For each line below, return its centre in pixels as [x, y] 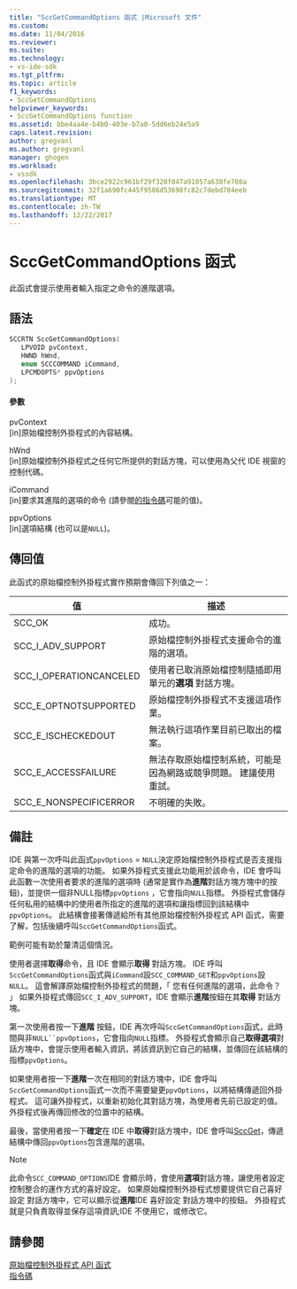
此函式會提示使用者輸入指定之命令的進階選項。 [94, 288]
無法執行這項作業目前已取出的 [211, 729]
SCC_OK [31, 623]
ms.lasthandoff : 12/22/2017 [61, 215]
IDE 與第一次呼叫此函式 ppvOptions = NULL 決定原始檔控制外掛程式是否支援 [142, 859]
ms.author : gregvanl [47, 149]
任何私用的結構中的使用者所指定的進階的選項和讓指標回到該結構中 [129, 904]
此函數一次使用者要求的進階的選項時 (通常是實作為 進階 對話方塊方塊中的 [140, 881]
